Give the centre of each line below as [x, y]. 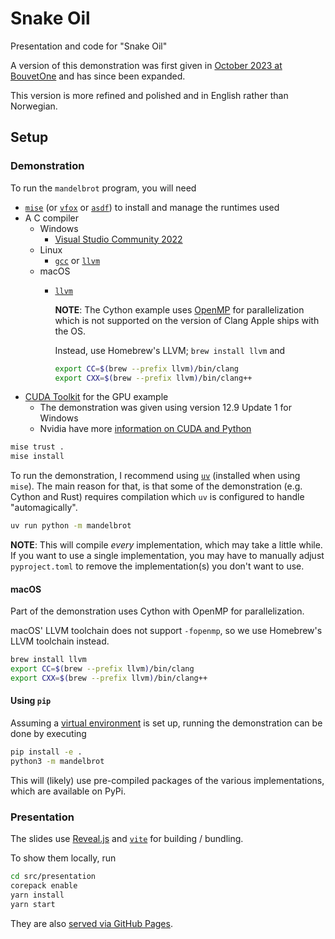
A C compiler [51, 218]
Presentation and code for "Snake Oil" [89, 46]
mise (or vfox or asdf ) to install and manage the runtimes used [152, 207]
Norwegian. [34, 106]
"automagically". [44, 508]
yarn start [33, 904]
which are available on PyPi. [68, 791]
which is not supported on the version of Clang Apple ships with [187, 320]
